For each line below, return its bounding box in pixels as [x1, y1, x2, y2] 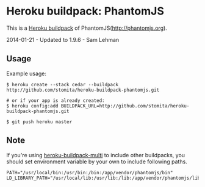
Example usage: [6, 70, 47, 77]
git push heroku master [12, 118, 72, 125]
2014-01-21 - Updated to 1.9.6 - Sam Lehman [6, 36, 120, 43]
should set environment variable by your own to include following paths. [6, 158, 187, 165]
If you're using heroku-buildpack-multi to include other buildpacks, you [6, 151, 185, 158]
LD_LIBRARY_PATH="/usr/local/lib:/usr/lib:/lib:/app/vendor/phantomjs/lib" [6, 175, 203, 181]
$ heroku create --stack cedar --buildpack [6, 81, 119, 87]
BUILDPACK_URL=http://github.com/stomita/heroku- [60, 103, 190, 109]
